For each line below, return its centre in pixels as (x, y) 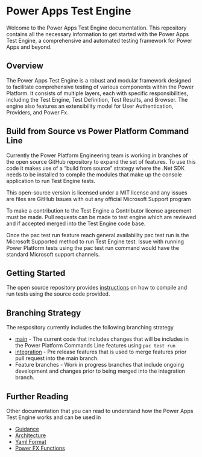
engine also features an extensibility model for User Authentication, (90, 106)
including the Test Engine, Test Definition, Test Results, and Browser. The (97, 99)
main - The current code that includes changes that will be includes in (102, 339)
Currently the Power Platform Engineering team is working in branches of (97, 155)
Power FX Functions (40, 448)
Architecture (30, 435)
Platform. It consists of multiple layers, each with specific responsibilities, (97, 93)
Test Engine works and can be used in (54, 417)
